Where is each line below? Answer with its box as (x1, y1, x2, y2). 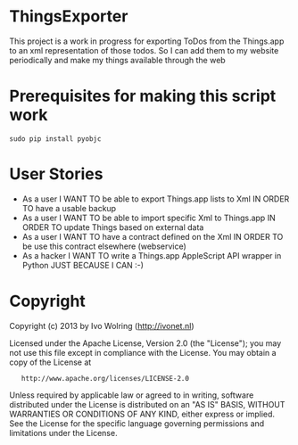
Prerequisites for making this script (9, 87, 277, 106)
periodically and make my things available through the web (9, 54, 226, 65)
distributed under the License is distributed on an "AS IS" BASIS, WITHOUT (9, 399, 286, 409)
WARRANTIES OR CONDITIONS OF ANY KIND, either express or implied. (9, 408, 275, 419)
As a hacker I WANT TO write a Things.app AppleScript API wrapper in (21, 250, 282, 260)
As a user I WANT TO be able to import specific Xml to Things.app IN (21, 212, 276, 223)
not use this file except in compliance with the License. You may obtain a (9, 347, 277, 358)
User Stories (9, 164, 103, 185)
